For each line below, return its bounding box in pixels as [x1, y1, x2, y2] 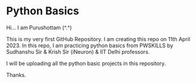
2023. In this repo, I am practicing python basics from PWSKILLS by [6, 42, 173, 49]
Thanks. [6, 71, 26, 78]
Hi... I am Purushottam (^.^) [6, 24, 72, 31]
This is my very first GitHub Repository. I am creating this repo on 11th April [6, 35, 191, 42]
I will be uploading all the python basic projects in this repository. [6, 60, 166, 67]
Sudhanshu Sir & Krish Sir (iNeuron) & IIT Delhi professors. [6, 48, 150, 55]
